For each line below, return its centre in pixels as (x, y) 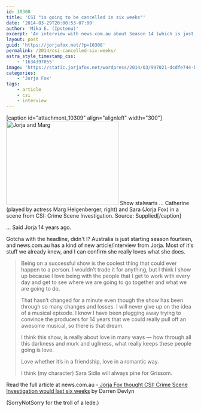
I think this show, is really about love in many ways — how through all (106, 337)
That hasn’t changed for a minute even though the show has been (102, 300)
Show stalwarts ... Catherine (154, 203)
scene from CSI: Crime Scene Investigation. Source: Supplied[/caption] (94, 215)
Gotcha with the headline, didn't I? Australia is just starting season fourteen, (100, 239)
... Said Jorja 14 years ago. (39, 227)
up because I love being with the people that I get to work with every (105, 276)
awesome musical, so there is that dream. (72, 325)
